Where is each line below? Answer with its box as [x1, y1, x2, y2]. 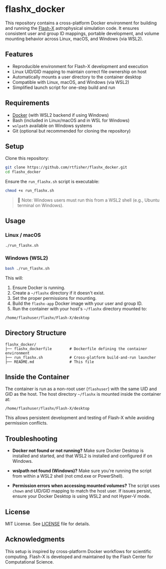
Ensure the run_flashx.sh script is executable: [5, 179, 100, 185]
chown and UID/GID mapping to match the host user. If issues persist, [12, 488, 152, 494]
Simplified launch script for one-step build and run [12, 84, 115, 90]
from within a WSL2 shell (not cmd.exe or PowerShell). [12, 473, 124, 479]
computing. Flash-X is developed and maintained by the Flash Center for [5, 554, 154, 560]
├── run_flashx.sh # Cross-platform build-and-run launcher [5, 355, 156, 360]
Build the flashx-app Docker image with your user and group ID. [12, 300, 143, 306]
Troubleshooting [5, 434, 58, 443]
